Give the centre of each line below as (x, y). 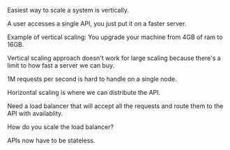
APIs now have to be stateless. (51, 140)
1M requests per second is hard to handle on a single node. (92, 79)
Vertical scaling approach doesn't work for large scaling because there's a (114, 58)
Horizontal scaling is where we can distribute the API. (84, 92)
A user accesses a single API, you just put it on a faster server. (97, 23)
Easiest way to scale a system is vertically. (68, 10)
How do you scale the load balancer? (60, 127)
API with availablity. (35, 113)
